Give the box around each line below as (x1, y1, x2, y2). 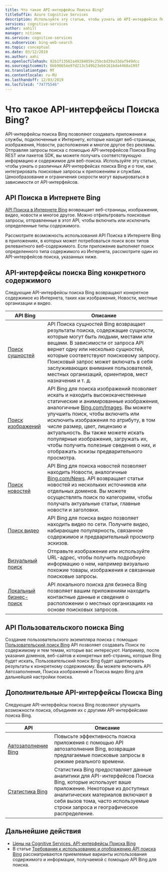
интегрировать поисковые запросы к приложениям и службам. (5, 168, 141, 174)
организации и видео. (5, 300, 52, 306)
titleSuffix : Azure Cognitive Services (5, 12, 88, 17)
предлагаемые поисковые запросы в (54, 752, 145, 759)
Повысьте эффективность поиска (54, 732, 136, 739)
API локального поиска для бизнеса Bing (47, 581, 147, 588)
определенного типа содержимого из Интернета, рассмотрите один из (5, 248, 158, 255)
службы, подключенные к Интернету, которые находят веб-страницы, (5, 136, 156, 142)
